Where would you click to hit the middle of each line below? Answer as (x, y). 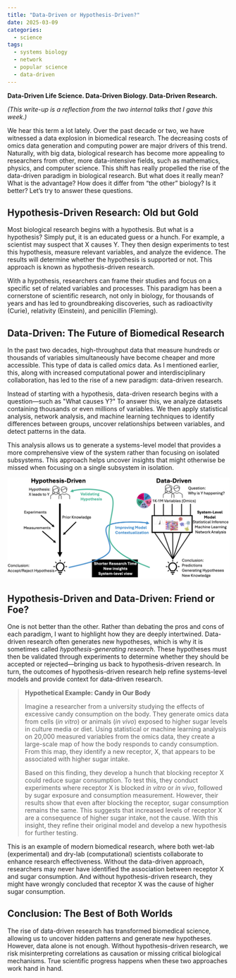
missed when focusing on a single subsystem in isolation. (91, 468)
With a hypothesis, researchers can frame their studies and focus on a (109, 281)
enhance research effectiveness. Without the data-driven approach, (106, 861)
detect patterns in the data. (47, 432)
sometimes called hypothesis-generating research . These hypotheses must (117, 649)
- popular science (41, 67)
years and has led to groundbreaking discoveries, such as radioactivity (110, 303)
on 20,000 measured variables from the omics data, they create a (120, 736)
